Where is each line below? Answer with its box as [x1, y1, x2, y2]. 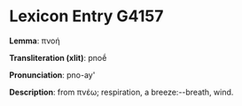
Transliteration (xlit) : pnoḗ [9, 52, 107, 63]
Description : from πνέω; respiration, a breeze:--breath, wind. [9, 87, 234, 97]
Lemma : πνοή [9, 35, 60, 46]
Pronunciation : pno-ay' [9, 69, 96, 80]
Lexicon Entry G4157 [9, 6, 164, 26]
